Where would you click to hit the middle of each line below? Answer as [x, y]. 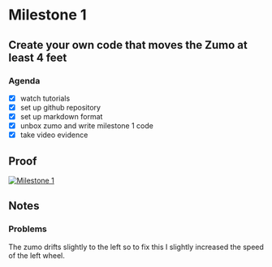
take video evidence [54, 135]
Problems [28, 229]
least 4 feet [38, 57]
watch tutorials [45, 98]
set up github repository [60, 107]
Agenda [24, 80]
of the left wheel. [37, 255]
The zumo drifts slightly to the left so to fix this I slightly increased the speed [136, 247]
